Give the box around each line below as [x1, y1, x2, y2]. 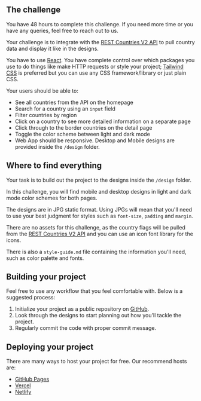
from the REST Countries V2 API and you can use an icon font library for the [6, 230, 193, 237]
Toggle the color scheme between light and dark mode [14, 130, 151, 137]
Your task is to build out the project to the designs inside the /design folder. [6, 176, 191, 183]
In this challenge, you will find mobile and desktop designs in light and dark [6, 188, 191, 195]
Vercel [14, 382, 31, 389]
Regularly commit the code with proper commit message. [14, 325, 157, 332]
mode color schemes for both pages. [6, 194, 98, 201]
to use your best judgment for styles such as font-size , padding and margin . [6, 212, 193, 219]
